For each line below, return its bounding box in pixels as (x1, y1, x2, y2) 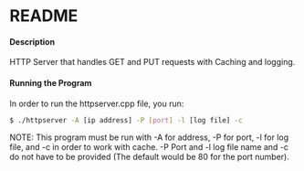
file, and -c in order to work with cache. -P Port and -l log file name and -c (9, 142, 289, 153)
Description (9, 36, 56, 47)
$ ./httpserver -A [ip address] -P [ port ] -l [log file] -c (9, 115, 244, 124)
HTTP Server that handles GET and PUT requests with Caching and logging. (9, 57, 296, 68)
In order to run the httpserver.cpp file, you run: (9, 98, 184, 109)
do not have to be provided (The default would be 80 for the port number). (9, 152, 290, 163)
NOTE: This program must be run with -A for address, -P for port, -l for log (9, 132, 289, 143)
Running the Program (9, 77, 92, 88)
